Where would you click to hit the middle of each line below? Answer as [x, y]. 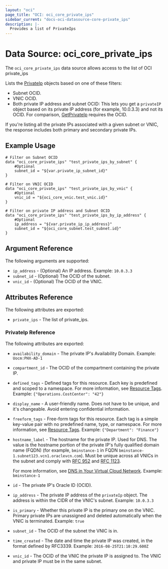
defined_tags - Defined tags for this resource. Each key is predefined [85, 383]
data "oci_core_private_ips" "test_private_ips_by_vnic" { [69, 188]
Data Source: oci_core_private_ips [79, 54]
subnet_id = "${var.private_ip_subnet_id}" [61, 171]
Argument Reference [39, 248]
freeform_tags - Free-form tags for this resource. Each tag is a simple [85, 419]
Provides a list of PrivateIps [43, 29]
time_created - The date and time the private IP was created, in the [83, 541]
